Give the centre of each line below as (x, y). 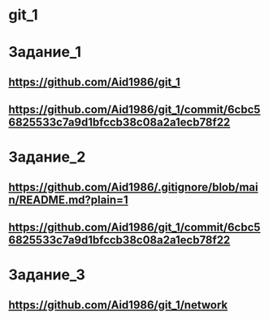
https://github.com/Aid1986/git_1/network (118, 305)
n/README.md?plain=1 (68, 199)
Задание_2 (47, 157)
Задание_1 (45, 52)
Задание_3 (47, 275)
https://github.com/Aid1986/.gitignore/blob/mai (133, 187)
